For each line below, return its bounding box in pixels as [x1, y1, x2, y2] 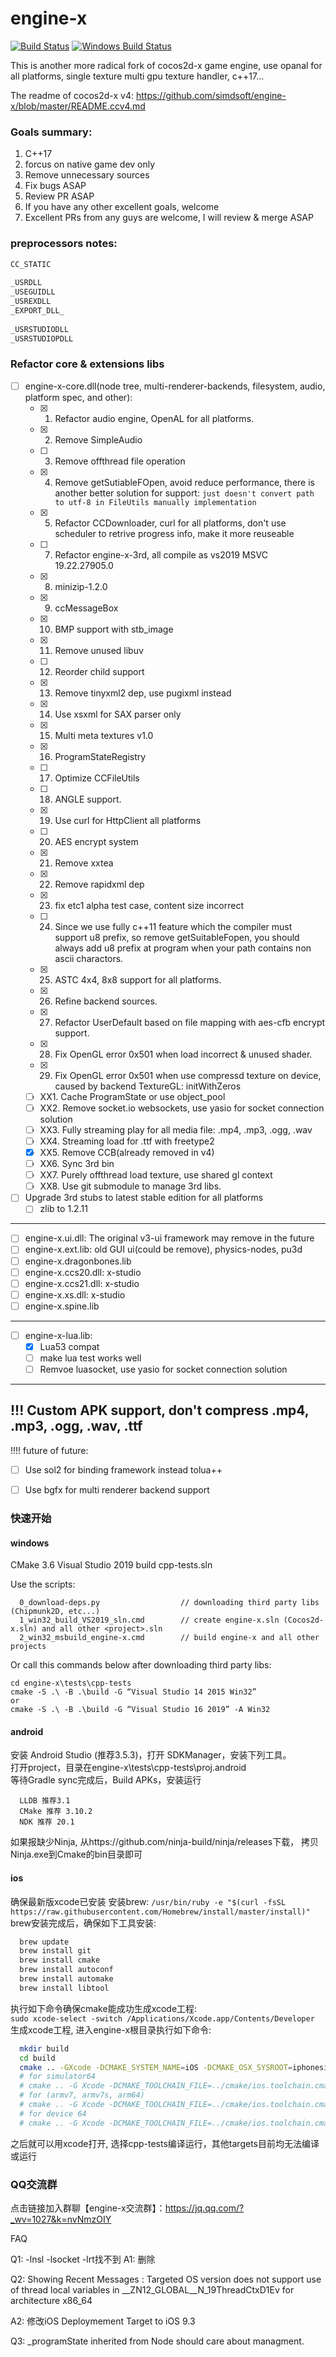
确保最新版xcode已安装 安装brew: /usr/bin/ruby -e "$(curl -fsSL [10, 1895, 287, 1907]
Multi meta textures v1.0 [54, 729, 154, 741]
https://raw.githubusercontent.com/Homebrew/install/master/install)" [10, 1907, 311, 1917]
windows [10, 1537, 50, 1549]
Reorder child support [54, 665, 145, 677]
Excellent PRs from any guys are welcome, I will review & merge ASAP [24, 212, 314, 224]
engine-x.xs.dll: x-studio [24, 1288, 126, 1301]
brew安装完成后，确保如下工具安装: [10, 1917, 157, 1929]
